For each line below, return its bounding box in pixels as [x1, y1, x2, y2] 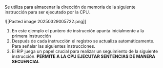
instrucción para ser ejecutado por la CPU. [4, 9, 90, 15]
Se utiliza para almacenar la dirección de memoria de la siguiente [4, 4, 136, 10]
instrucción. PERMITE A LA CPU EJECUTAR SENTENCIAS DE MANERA [11, 54, 156, 59]
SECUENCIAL [11, 59, 40, 64]
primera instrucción [11, 33, 51, 39]
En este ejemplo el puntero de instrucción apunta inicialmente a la [11, 28, 144, 33]
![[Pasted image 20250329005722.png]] [4, 19, 86, 24]
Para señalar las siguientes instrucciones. [11, 43, 96, 49]
